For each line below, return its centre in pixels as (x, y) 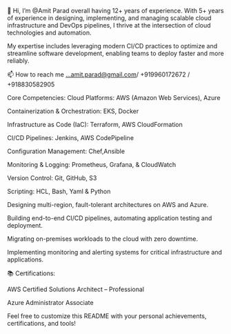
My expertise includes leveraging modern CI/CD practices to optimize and (112, 46)
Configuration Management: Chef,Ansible (66, 151)
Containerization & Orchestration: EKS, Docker (73, 111)
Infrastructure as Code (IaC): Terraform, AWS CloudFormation (95, 125)
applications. (25, 259)
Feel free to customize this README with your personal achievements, (107, 316)
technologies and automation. (49, 32)
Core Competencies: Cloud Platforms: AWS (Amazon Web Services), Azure (114, 98)
